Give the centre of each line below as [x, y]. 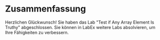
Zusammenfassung [46, 9]
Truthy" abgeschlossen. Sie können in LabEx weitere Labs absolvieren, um [80, 27]
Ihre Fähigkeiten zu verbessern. [37, 32]
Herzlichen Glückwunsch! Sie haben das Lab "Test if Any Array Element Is [80, 22]
